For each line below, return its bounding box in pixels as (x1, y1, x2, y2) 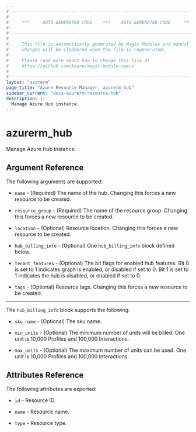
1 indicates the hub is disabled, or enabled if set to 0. (14, 272, 142, 279)
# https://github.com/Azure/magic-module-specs (6, 63, 134, 69)
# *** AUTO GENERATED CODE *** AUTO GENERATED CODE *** (6, 19, 192, 25)
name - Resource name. (14, 408, 70, 416)
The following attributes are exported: (6, 386, 97, 393)
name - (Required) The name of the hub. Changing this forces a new (14, 190, 176, 197)
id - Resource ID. (14, 397, 56, 404)
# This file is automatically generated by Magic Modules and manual (6, 42, 190, 47)
